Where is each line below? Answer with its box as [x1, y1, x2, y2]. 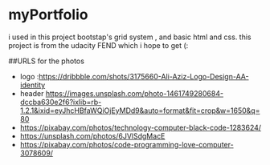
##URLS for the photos [8, 56, 84, 66]
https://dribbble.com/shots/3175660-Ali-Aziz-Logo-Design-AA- [39, 71, 249, 81]
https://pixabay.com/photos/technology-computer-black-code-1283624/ [19, 123, 262, 132]
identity [19, 80, 46, 90]
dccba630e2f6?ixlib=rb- [19, 97, 102, 107]
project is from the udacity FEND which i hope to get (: [8, 40, 189, 50]
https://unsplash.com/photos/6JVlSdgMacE [19, 131, 166, 141]
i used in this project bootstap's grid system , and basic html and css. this [8, 32, 252, 42]
